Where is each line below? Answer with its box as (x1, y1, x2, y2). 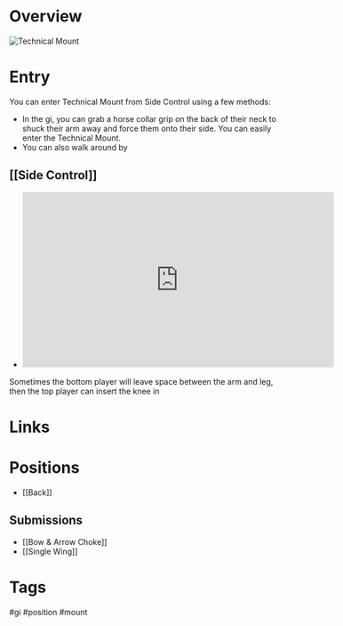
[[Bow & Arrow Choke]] (21, 536, 108, 547)
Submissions (9, 513, 83, 528)
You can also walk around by (21, 142, 128, 152)
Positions (9, 458, 80, 478)
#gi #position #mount (9, 606, 88, 617)
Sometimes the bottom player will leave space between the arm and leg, (9, 376, 274, 386)
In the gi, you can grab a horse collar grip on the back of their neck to (21, 113, 277, 124)
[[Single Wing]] (21, 546, 78, 557)
